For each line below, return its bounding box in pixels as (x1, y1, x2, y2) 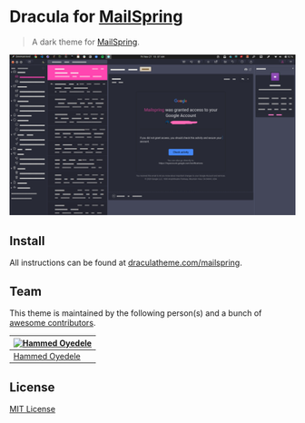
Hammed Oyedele (13, 350, 82, 361)
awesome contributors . (9, 318, 96, 329)
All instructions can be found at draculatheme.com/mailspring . (9, 257, 242, 269)
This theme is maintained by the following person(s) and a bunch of (9, 308, 262, 319)
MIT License (9, 404, 56, 415)
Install (9, 233, 45, 249)
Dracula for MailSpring (9, 6, 183, 27)
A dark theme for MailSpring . (31, 36, 141, 47)
